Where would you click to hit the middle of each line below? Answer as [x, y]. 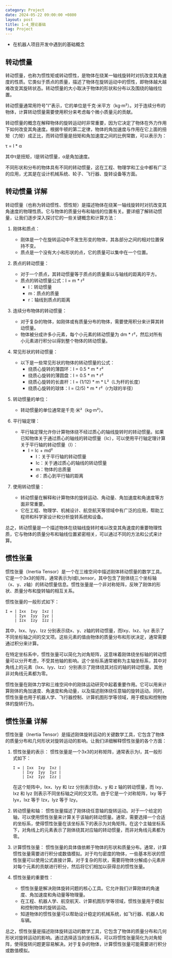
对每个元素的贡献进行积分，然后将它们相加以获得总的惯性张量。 [80, 867]
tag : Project [19, 29]
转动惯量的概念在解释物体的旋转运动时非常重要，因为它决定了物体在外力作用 [86, 123]
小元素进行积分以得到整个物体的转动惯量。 [65, 341]
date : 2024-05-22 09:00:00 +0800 [41, 15]
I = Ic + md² [40, 450]
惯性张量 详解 [26, 721]
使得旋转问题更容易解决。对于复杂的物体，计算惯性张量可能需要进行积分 [90, 944]
